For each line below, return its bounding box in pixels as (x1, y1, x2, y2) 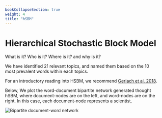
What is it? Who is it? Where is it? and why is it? (5, 54, 101, 59)
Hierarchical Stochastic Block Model (5, 37, 156, 49)
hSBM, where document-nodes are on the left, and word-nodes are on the (5, 93, 156, 99)
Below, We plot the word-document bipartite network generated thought (5, 88, 151, 93)
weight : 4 (5, 12, 26, 17)
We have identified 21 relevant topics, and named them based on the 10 (5, 63, 150, 69)
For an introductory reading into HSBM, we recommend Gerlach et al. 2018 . (5, 78, 157, 84)
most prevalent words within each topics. (5, 68, 88, 74)
